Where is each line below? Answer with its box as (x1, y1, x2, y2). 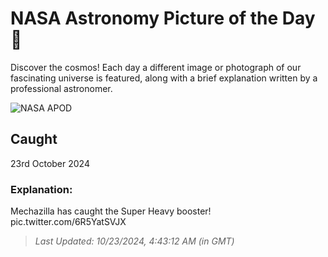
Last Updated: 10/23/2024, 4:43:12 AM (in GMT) (34, 235, 235, 247)
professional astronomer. (10, 82, 113, 94)
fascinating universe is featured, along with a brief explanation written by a (10, 72, 318, 84)
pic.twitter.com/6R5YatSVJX (10, 216, 127, 228)
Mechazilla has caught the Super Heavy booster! (10, 205, 212, 217)
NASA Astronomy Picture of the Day (10, 7, 316, 30)
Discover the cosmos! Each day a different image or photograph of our (10, 61, 302, 73)
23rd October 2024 (10, 157, 90, 169)
